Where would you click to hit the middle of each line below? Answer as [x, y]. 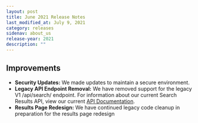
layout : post [22, 11]
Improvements [33, 68]
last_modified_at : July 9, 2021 [46, 22]
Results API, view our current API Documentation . [75, 101]
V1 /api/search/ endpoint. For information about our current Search [96, 95]
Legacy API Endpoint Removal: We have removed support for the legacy [103, 88]
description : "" [26, 45]
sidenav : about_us [29, 34]
